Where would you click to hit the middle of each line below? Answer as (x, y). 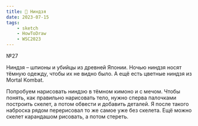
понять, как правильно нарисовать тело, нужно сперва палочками (91, 98)
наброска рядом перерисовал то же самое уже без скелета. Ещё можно (99, 110)
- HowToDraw (32, 34)
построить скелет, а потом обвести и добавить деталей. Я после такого (98, 104)
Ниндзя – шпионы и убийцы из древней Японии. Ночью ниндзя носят (94, 67)
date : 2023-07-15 (28, 17)
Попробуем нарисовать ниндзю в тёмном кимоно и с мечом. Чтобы (93, 91)
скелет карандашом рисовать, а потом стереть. (67, 117)
